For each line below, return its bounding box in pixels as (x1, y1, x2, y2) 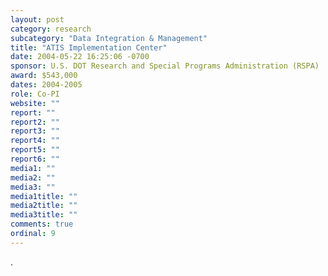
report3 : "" (10, 126, 60, 136)
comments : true (10, 219, 74, 230)
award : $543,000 (10, 71, 78, 81)
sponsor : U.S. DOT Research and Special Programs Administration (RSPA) (10, 61, 320, 71)
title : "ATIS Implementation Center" (10, 42, 168, 53)
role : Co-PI (10, 89, 60, 99)
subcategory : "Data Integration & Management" (10, 33, 208, 43)
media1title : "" (10, 191, 78, 201)
